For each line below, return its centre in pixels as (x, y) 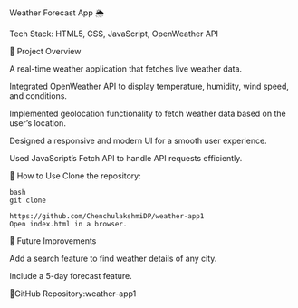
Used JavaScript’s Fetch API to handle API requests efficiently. (126, 158)
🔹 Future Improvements (53, 241)
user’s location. (38, 123)
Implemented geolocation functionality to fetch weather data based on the (148, 113)
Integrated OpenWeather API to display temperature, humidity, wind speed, (149, 86)
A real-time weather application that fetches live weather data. (126, 69)
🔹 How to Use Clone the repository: (76, 176)
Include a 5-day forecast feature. (71, 276)
